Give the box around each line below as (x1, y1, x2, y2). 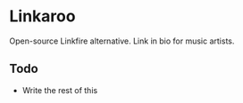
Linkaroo (9, 6, 76, 27)
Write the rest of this (21, 84, 98, 95)
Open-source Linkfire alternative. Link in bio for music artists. (9, 36, 235, 46)
